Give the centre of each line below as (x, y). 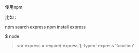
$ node (12, 36)
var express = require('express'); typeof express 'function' (76, 46)
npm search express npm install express (45, 27)
